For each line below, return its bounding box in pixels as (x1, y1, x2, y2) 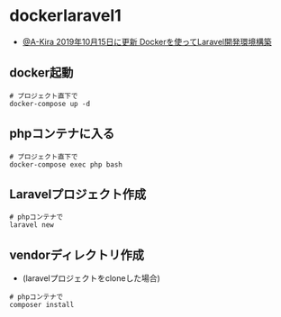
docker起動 (9, 65, 74, 81)
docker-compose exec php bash (9, 159, 123, 169)
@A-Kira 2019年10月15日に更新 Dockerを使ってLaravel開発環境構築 (22, 36, 272, 47)
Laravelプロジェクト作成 (9, 186, 147, 202)
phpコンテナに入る (9, 126, 115, 141)
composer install (9, 301, 75, 310)
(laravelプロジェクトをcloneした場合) (22, 273, 160, 284)
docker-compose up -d (9, 99, 91, 108)
